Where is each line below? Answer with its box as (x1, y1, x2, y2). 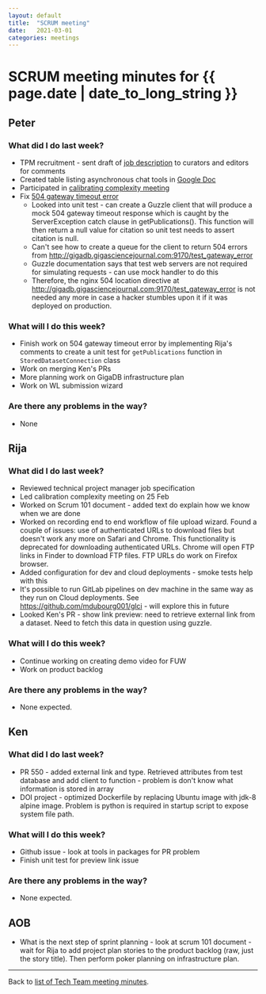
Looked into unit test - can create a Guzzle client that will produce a (31, 200, 253, 210)
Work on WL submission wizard (19, 381, 123, 391)
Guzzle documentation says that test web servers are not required (31, 259, 248, 269)
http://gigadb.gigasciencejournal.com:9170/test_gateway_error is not (31, 285, 256, 294)
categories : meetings (8, 33, 80, 42)
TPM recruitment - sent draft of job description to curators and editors (19, 158, 249, 167)
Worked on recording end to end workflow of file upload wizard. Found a (19, 517, 257, 527)
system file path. (19, 809, 74, 819)
